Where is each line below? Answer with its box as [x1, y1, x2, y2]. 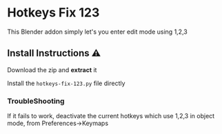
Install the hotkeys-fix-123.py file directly [7, 79, 125, 87]
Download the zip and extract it [7, 65, 97, 74]
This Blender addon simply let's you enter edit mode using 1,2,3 [7, 27, 188, 36]
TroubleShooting [7, 96, 65, 106]
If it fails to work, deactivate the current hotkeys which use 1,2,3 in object [7, 112, 215, 120]
